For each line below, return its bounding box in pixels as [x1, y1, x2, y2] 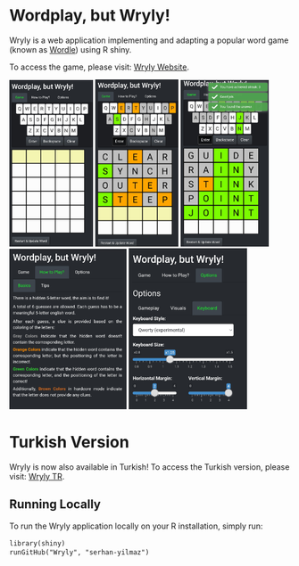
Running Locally [9, 496, 101, 513]
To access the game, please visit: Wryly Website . [9, 62, 190, 72]
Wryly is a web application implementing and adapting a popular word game [9, 35, 289, 45]
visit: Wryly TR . [9, 472, 65, 482]
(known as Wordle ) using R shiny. [9, 44, 132, 54]
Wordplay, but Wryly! [9, 5, 171, 26]
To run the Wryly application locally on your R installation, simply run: [9, 521, 263, 531]
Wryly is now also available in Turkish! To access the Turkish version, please [9, 462, 290, 472]
